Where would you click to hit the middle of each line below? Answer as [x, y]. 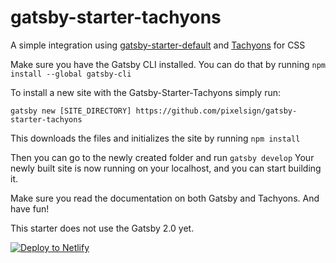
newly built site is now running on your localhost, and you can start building [166, 168]
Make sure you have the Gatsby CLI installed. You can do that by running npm [168, 64]
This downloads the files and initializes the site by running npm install [155, 138]
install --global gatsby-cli [71, 74]
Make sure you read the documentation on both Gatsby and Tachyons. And [165, 198]
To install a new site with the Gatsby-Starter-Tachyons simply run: [146, 92]
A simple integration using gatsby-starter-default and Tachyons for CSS [158, 45]
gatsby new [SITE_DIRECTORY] [71, 111]
